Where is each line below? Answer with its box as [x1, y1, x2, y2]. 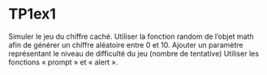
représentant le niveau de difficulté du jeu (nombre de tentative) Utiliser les [8, 48, 260, 58]
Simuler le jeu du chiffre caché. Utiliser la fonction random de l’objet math [8, 31, 254, 41]
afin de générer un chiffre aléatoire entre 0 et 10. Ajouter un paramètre [8, 40, 243, 49]
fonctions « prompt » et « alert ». [8, 57, 118, 67]
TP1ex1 [8, 5, 57, 23]
